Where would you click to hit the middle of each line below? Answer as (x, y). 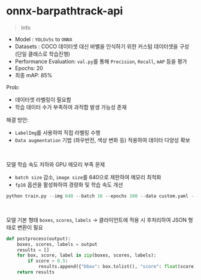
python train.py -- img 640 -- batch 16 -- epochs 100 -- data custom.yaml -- (101, 196)
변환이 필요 (30, 227)
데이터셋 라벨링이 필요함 (43, 100)
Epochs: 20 (29, 68)
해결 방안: (17, 120)
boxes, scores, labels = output (57, 244)
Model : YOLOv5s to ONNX (44, 39)
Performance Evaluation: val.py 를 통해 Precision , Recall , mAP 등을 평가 (101, 61)
